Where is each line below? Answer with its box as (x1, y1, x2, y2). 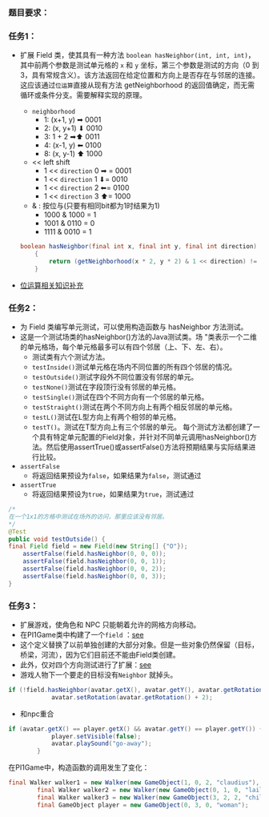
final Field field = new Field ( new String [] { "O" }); (8, 542, 188, 550)
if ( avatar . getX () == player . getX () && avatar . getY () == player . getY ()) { (8, 725, 263, 733)
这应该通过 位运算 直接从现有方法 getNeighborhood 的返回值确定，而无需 (19, 80, 255, 90)
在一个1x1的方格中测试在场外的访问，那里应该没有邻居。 (8, 513, 168, 521)
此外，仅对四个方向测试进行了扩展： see (19, 659, 152, 670)
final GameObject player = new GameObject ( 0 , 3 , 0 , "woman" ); (37, 801, 249, 809)
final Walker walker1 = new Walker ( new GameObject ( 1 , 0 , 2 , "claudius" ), (8, 779, 260, 787)
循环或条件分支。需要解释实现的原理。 (19, 91, 147, 100)
